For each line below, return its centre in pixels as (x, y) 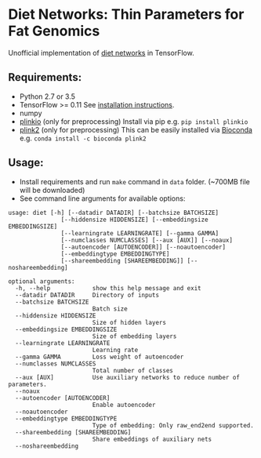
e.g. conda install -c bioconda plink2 (83, 138)
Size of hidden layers (129, 322)
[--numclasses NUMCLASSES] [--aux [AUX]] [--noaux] (147, 240)
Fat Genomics (54, 31)
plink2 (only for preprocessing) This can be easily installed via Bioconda (136, 129)
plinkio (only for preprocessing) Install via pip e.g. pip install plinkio (134, 121)
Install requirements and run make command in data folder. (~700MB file (135, 181)
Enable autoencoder (124, 405)
